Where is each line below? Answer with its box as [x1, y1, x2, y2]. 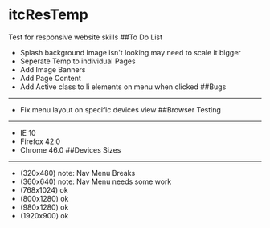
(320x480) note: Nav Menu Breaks [19, 168, 136, 177]
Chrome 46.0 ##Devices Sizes [19, 145, 121, 154]
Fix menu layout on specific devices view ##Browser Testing [19, 104, 221, 114]
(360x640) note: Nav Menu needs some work [19, 177, 172, 186]
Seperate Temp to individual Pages [19, 56, 136, 66]
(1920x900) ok [19, 210, 69, 220]
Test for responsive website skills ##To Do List [8, 32, 163, 42]
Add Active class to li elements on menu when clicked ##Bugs [19, 82, 227, 92]
